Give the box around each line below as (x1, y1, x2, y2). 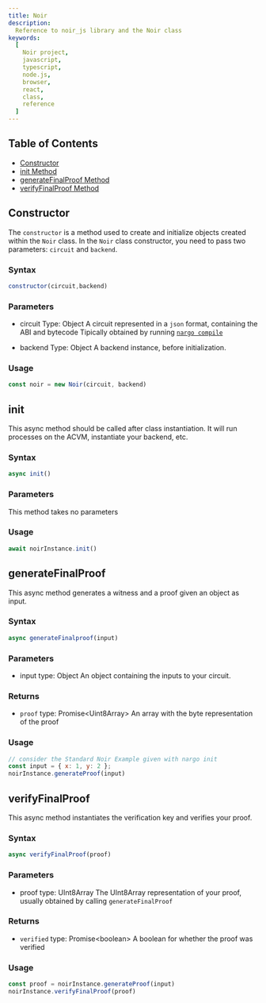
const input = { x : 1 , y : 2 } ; (8, 762, 112, 770)
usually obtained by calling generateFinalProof (19, 896, 173, 905)
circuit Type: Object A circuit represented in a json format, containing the (19, 319, 258, 329)
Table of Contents (8, 137, 99, 151)
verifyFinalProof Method (19, 183, 100, 193)
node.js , (22, 71, 51, 79)
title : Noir (8, 11, 47, 20)
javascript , (22, 56, 62, 64)
